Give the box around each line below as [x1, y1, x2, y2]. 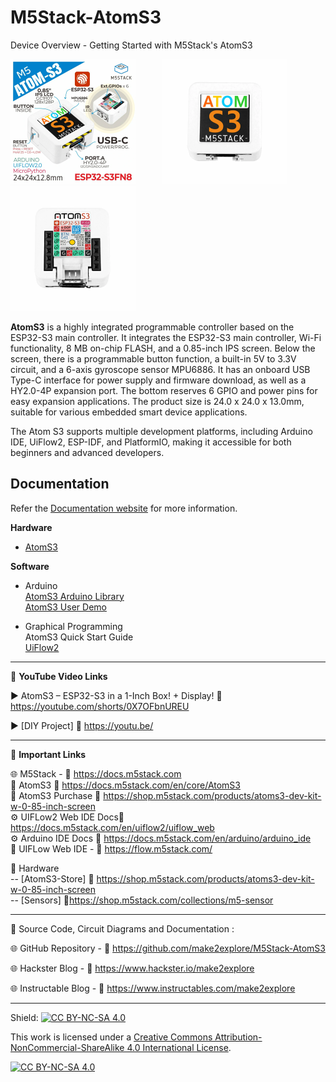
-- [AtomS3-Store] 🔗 [10, 872, 95, 885]
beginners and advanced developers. [10, 446, 165, 458]
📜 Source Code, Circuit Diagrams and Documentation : [10, 922, 235, 935]
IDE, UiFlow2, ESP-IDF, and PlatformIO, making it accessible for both [10, 436, 292, 448]
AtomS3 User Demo [24, 601, 107, 613]
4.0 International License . [126, 1041, 232, 1053]
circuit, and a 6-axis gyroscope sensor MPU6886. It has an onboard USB [10, 363, 311, 375]
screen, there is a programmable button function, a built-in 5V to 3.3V [10, 352, 297, 365]
